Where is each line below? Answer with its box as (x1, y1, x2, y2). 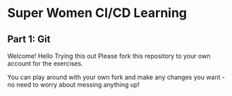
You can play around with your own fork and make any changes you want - (7, 73, 226, 81)
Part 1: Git (7, 33, 51, 45)
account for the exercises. (7, 59, 83, 68)
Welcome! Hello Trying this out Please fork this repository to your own (7, 52, 211, 60)
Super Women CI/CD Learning (7, 5, 188, 21)
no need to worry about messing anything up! (7, 80, 140, 89)
